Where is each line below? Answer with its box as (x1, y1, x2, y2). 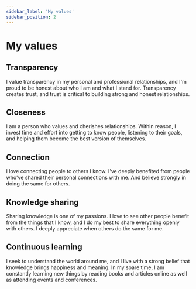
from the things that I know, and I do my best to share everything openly (6, 219, 180, 226)
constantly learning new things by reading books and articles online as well (6, 270, 187, 277)
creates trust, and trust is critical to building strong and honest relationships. (6, 90, 190, 97)
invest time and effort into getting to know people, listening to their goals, (6, 129, 183, 136)
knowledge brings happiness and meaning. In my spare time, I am (6, 264, 165, 271)
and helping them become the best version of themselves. (6, 135, 146, 142)
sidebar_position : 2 (6, 14, 57, 20)
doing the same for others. (6, 180, 70, 187)
